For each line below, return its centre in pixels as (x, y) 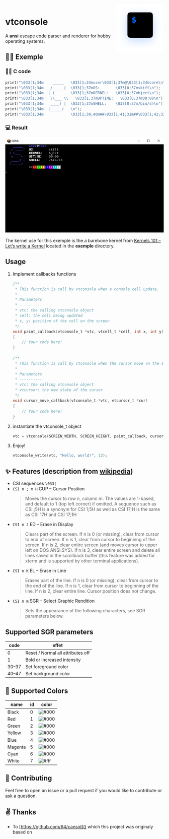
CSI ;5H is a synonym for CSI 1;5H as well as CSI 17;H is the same (93, 509)
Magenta (17, 747)
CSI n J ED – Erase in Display (43, 525)
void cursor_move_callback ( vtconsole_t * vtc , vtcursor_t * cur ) (80, 401)
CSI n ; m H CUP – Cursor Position (49, 489)
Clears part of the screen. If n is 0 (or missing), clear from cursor (92, 534)
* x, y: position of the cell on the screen (62, 321)
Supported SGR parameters (49, 632)
